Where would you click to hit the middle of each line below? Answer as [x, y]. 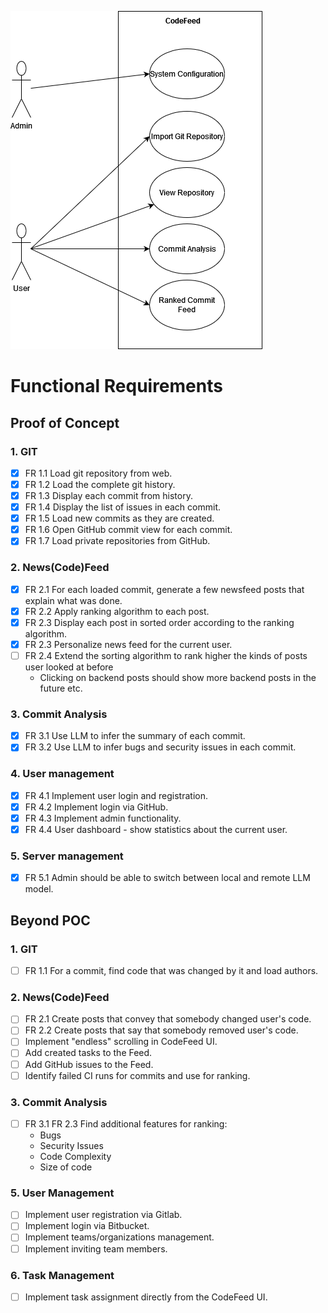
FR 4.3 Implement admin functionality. [103, 818]
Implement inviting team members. [96, 1248]
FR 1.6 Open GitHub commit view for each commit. [128, 530]
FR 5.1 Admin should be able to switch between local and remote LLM [167, 878]
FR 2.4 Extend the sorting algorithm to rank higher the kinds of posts [166, 655]
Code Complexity [75, 1157]
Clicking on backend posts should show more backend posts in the [178, 677]
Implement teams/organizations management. [119, 1237]
